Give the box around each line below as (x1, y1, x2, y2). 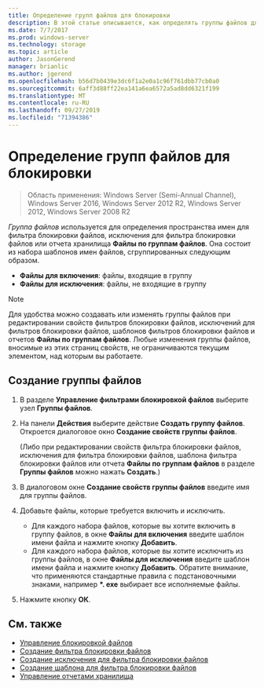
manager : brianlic (8, 63, 68, 71)
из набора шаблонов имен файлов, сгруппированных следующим (8, 247, 230, 256)
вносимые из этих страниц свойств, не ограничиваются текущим (8, 342, 229, 352)
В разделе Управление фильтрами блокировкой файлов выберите (19, 394, 249, 404)
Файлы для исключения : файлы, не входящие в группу (19, 279, 207, 288)
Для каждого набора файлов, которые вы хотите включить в (31, 521, 236, 530)
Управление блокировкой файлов (19, 638, 134, 648)
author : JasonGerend (8, 56, 76, 64)
